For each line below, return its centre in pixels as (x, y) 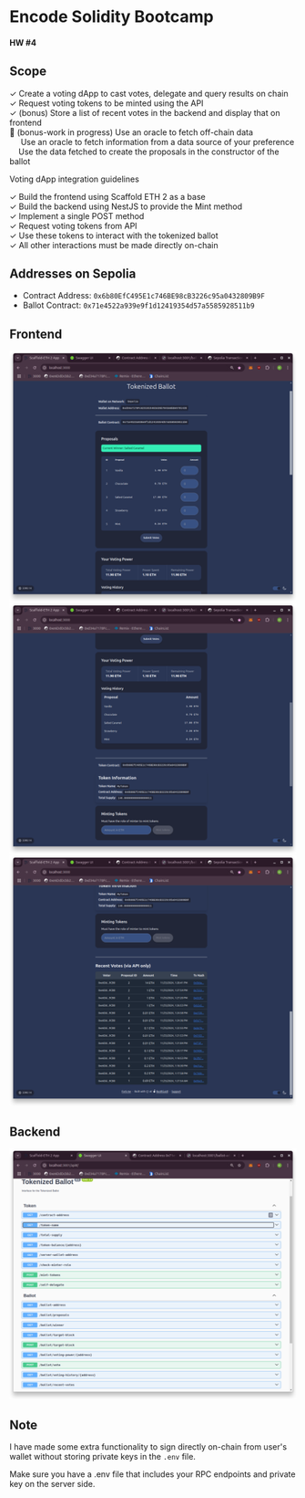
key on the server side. (52, 1483)
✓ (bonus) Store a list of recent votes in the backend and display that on (145, 112)
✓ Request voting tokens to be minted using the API (107, 103)
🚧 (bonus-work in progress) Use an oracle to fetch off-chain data (131, 132)
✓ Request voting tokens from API (74, 225)
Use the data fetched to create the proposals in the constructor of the (148, 152)
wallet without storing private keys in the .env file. (102, 1456)
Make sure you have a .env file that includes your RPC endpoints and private (152, 1474)
